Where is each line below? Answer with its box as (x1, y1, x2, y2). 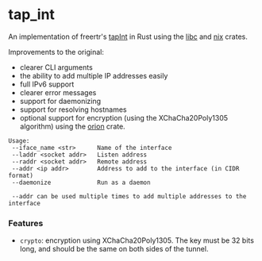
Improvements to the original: (8, 47, 105, 56)
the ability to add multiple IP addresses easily (19, 71, 168, 80)
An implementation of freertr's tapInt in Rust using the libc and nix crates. (8, 32, 248, 41)
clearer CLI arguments (19, 62, 93, 72)
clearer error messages (19, 87, 97, 97)
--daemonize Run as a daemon (11, 178, 151, 186)
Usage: (8, 136, 30, 144)
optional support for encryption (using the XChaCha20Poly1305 (19, 113, 229, 122)
